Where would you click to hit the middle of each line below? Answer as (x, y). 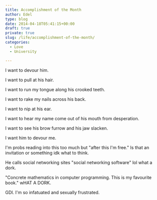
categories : (17, 42)
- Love (16, 47)
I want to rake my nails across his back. (46, 99)
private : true (20, 33)
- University (23, 51)
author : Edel (19, 14)
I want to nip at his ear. (28, 109)
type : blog (16, 19)
